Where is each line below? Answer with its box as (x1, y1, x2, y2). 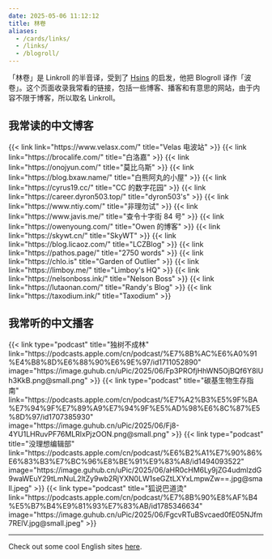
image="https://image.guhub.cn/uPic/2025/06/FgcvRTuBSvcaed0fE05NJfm (8, 510, 263, 519)
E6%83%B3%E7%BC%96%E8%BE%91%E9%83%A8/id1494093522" (8, 456, 244, 466)
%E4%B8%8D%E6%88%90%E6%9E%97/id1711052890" (8, 357, 202, 367)
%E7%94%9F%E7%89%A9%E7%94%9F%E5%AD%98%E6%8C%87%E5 (8, 403, 261, 413)
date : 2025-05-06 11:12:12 (8, 11, 100, 20)
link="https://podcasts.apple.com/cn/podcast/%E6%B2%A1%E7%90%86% (8, 447, 263, 458)
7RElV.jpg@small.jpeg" (8, 518, 84, 527)
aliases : (8, 27, 38, 35)
